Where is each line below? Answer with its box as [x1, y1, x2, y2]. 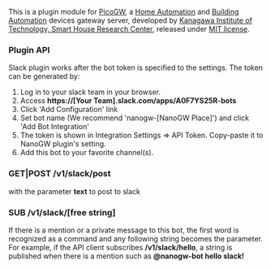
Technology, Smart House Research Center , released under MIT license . [8, 24, 250, 33]
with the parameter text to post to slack [8, 186, 140, 196]
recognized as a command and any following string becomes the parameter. [8, 233, 264, 243]
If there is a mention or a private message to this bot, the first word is [8, 225, 239, 235]
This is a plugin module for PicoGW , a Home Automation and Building [8, 7, 239, 16]
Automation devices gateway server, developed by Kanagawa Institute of [8, 15, 253, 25]
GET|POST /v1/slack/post [8, 168, 111, 180]
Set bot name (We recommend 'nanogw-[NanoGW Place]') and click [19, 113, 250, 123]
